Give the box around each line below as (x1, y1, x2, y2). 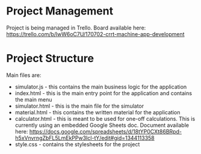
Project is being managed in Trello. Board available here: (6, 24, 146, 31)
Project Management (6, 4, 113, 18)
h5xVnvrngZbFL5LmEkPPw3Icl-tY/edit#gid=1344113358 (14, 134, 155, 141)
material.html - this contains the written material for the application (14, 108, 181, 115)
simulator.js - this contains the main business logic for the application (14, 83, 187, 90)
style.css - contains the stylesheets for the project (14, 140, 140, 148)
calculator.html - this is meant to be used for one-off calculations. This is (14, 115, 196, 122)
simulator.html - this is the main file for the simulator (14, 102, 144, 109)
